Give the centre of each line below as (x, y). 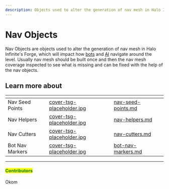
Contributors (19, 170)
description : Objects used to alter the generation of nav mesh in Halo (83, 10)
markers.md (128, 152)
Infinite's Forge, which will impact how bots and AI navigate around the (78, 54)
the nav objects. (22, 70)
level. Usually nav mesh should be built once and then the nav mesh (76, 59)
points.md (125, 109)
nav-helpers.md (133, 120)
